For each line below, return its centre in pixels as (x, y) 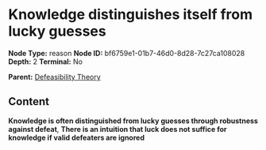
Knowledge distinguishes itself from (131, 15)
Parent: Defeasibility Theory (54, 77)
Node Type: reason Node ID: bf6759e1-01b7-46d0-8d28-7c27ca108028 (127, 53)
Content (29, 101)
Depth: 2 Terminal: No (46, 62)
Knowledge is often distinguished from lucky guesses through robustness (133, 121)
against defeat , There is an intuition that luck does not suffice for (118, 129)
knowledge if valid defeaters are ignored (77, 137)
